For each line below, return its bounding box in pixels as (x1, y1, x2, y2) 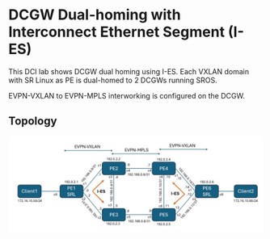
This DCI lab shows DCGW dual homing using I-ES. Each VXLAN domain (8, 66, 250, 76)
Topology (8, 115, 57, 128)
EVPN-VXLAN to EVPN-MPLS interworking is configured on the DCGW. (8, 90, 245, 100)
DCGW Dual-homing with (8, 6, 181, 24)
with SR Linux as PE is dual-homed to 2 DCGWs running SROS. (8, 75, 218, 85)
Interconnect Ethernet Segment (8, 23, 225, 41)
